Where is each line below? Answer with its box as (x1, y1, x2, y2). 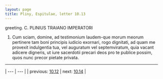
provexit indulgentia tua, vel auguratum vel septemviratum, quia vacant (12, 44, 154, 50)
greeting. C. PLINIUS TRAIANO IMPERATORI (5, 25, 93, 30)
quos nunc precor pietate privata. (12, 54, 79, 60)
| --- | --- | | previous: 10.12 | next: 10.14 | (5, 68, 86, 74)
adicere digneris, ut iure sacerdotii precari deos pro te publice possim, (12, 49, 153, 55)
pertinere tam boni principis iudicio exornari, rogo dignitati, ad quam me (12, 39, 156, 45)
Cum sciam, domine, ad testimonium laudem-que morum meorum (12, 34, 144, 40)
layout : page (5, 7, 32, 12)
